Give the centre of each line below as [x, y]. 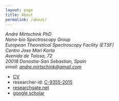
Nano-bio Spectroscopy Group [38, 39]
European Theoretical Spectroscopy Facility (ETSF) [60, 45]
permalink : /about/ [26, 19]
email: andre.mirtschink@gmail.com [44, 67]
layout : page [19, 10]
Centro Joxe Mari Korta [30, 50]
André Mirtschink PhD [28, 34]
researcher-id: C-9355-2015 [43, 82]
